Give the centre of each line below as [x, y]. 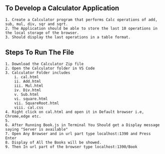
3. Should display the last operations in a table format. [68, 37]
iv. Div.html [28, 90]
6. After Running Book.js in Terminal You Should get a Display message [82, 125]
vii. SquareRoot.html [36, 103]
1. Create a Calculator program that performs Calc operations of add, [81, 19]
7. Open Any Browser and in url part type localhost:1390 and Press [78, 134]
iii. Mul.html [29, 86]
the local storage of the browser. [42, 33]
